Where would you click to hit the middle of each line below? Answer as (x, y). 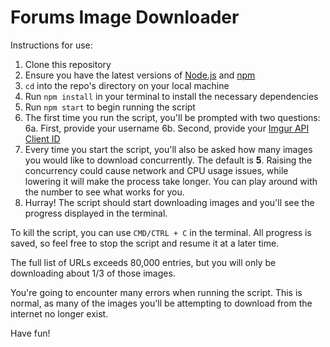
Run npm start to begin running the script (110, 107)
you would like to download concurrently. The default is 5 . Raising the (168, 160)
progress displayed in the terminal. (96, 213)
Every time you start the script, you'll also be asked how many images (168, 149)
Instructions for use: (51, 45)
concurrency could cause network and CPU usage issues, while (156, 170)
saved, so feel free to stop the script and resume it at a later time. (145, 243)
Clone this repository (68, 64)
